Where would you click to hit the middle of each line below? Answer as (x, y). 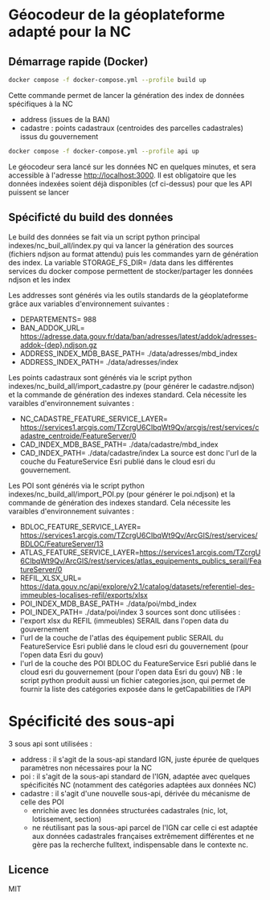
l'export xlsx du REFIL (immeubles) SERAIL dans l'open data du (124, 620)
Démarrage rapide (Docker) (78, 61)
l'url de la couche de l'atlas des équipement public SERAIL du (121, 637)
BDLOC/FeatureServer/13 (62, 543)
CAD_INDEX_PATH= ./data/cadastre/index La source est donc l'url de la (138, 452)
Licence (29, 869)
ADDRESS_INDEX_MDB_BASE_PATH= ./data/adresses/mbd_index (129, 353)
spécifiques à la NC (41, 104)
